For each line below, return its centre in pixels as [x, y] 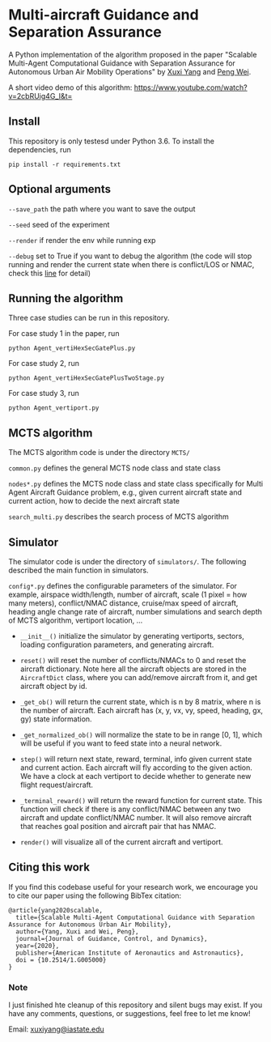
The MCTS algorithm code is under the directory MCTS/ [99, 453]
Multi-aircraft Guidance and [104, 15]
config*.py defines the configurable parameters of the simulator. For [123, 586]
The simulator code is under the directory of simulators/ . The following [127, 561]
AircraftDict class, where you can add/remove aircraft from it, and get [138, 677]
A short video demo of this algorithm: [70, 87]
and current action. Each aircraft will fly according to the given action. [136, 768]
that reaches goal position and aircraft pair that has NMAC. [118, 826]
